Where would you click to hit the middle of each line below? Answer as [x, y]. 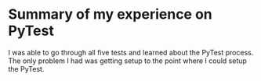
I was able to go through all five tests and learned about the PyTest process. [131, 52]
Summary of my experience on [111, 14]
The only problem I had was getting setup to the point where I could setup [127, 61]
